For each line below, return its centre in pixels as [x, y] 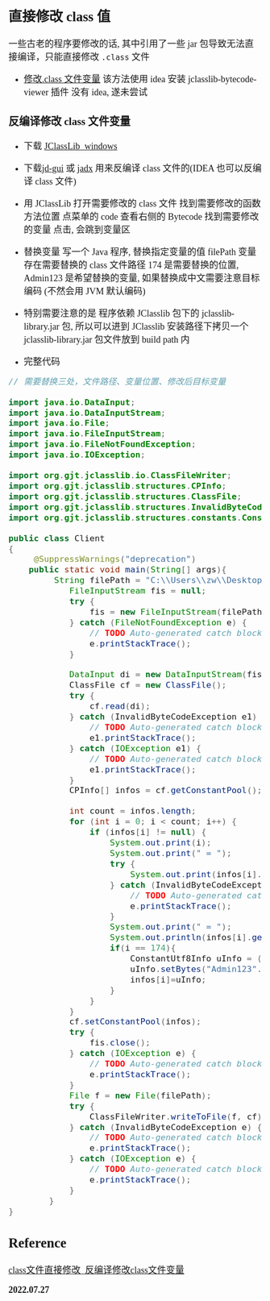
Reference [37, 1243]
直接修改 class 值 [60, 17]
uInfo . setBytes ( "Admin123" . [196, 969]
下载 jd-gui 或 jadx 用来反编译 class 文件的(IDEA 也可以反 [138, 168]
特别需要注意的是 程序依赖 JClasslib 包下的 [112, 314]
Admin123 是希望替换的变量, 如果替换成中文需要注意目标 [142, 278]
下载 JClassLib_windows [71, 146]
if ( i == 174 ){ [143, 948]
